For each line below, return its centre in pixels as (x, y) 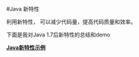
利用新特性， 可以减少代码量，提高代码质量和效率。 (71, 22)
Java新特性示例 (26, 48)
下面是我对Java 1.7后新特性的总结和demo (59, 35)
